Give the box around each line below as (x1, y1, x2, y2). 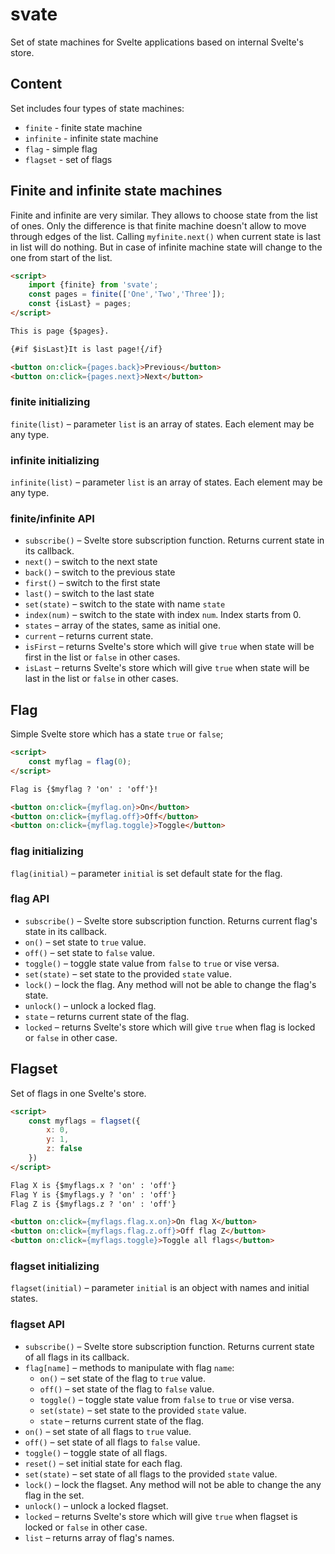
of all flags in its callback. (24, 1351, 130, 1363)
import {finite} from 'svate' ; (28, 280, 159, 290)
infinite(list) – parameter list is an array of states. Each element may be (10, 476, 323, 488)
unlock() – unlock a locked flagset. (24, 1499, 169, 1512)
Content (10, 76, 63, 93)
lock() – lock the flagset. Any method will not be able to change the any (24, 1478, 322, 1490)
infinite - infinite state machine (24, 132, 159, 144)
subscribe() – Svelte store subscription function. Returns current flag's (24, 914, 318, 927)
